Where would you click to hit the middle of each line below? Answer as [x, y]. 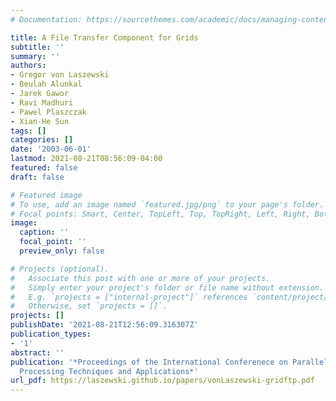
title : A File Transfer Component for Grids [104, 37]
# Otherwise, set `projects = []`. [89, 306]
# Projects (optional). [60, 269]
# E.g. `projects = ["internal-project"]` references [129, 297]
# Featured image [46, 195]
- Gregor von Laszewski [60, 75]
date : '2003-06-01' [51, 149]
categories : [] [42, 140]
